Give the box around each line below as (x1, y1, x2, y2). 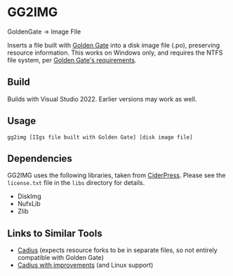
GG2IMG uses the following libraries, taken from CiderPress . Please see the (7, 171, 226, 179)
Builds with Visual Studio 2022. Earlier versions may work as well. (7, 95, 197, 103)
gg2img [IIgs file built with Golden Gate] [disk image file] (7, 134, 193, 141)
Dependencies (7, 152, 72, 165)
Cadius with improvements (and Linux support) (17, 261, 154, 270)
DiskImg (17, 192, 41, 200)
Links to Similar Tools (7, 227, 103, 239)
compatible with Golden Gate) (17, 254, 104, 262)
